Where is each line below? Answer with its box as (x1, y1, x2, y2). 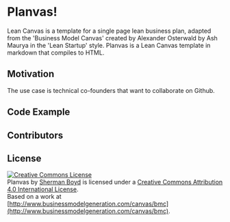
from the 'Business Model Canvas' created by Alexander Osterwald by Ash (7, 33, 218, 42)
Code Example (7, 107, 71, 118)
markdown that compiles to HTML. (7, 48, 105, 57)
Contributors (7, 129, 64, 141)
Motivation (7, 68, 55, 80)
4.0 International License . (7, 185, 79, 193)
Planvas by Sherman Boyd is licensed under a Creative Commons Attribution (7, 178, 223, 186)
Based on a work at (7, 193, 62, 201)
